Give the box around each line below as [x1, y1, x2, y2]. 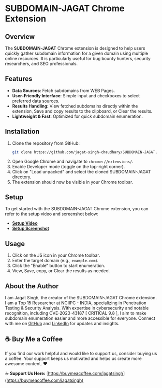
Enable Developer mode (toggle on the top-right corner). [12, 163, 125, 170]
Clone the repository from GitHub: [12, 140, 80, 146]
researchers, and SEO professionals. [5, 61, 78, 66]
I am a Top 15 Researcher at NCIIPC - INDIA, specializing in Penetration [5, 300, 147, 306]
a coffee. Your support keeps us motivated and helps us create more [5, 356, 142, 361]
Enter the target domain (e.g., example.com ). [12, 258, 99, 264]
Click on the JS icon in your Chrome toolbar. [12, 252, 100, 258]
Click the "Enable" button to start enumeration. [12, 263, 105, 269]
